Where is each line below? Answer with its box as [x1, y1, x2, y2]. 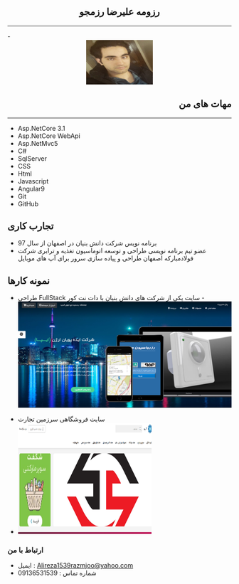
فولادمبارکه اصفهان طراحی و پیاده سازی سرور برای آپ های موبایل [17, 254, 194, 262]
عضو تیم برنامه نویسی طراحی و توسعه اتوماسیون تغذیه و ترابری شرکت [17, 246, 207, 255]
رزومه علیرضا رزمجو [79, 6, 160, 18]
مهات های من [179, 98, 232, 110]
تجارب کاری [7, 221, 54, 233]
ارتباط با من [7, 545, 44, 555]
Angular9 [17, 184, 45, 193]
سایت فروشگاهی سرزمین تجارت [17, 415, 105, 423]
